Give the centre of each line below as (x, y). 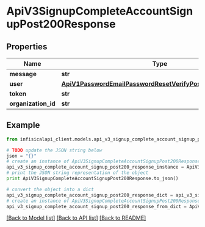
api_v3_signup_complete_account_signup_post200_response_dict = (90, 195)
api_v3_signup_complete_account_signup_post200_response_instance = (95, 167)
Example (23, 125)
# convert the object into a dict (50, 189)
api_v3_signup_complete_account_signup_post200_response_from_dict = (97, 206)
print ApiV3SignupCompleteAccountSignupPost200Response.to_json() (92, 179)
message (23, 74)
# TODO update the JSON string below (54, 150)
